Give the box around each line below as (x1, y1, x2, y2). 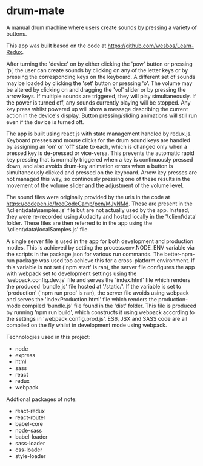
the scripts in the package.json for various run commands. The (6, 250, 164, 258)
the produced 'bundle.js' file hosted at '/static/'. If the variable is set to (6, 283, 182, 290)
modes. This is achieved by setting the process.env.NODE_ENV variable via (6, 244, 195, 251)
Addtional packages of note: (6, 396, 77, 403)
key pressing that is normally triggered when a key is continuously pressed (6, 156, 193, 163)
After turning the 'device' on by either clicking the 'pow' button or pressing (6, 60, 193, 67)
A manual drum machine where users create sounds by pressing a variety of (6, 24, 197, 31)
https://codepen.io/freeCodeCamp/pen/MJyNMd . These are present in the (6, 200, 193, 207)
